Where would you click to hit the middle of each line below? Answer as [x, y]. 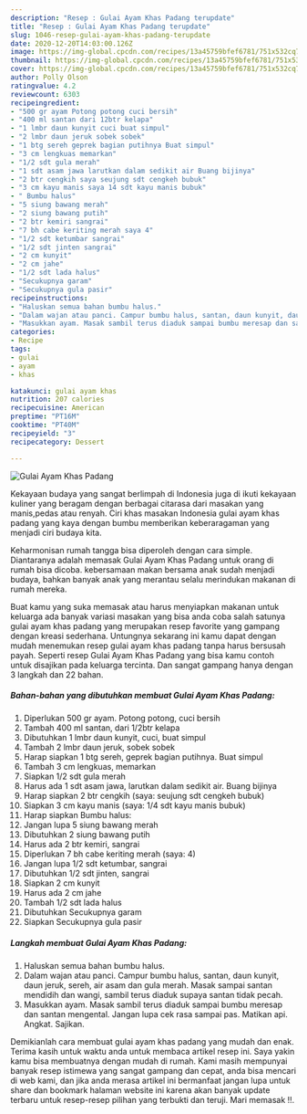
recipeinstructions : [50, 298]
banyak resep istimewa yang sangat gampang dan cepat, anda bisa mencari [153, 1071]
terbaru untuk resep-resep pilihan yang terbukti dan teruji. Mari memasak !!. [153, 1100]
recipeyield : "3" [43, 433]
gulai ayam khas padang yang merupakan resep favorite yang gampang [145, 625]
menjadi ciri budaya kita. [56, 532]
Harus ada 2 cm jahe [62, 893]
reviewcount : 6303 [45, 94]
